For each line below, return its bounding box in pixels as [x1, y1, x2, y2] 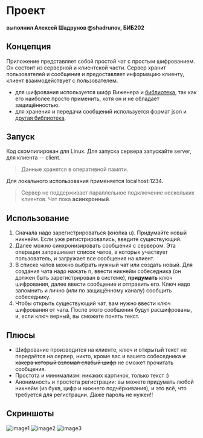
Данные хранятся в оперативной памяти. [21, 166, 129, 173]
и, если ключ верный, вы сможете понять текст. [14, 312, 140, 320]
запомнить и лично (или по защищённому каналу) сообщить [14, 287, 172, 294]
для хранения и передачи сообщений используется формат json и [14, 108, 187, 115]
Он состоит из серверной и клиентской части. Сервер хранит [6, 64, 166, 71]
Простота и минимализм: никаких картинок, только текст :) [14, 372, 169, 379]
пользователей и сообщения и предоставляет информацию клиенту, [6, 70, 184, 77]
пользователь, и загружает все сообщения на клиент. [14, 255, 155, 262]
